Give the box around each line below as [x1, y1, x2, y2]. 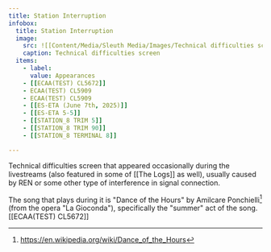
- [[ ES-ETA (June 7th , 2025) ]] [23, 101, 128, 109]
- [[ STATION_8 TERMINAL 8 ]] [23, 131, 117, 139]
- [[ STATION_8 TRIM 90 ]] [23, 124, 106, 132]
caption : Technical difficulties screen [23, 49, 161, 57]
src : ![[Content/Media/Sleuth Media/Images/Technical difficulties [23, 42, 254, 50]
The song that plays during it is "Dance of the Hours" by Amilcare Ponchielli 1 [8, 193, 262, 204]
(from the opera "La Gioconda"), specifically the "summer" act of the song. [8, 203, 258, 213]
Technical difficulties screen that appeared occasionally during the [8, 160, 230, 170]
